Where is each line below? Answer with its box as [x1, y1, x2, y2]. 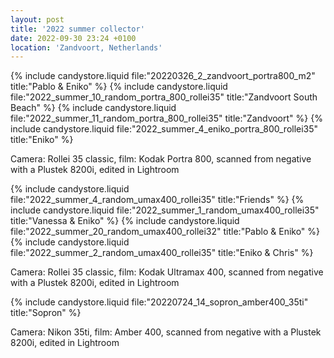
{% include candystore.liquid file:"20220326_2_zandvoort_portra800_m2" [10, 70, 316, 82]
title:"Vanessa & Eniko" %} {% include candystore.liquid [10, 215, 240, 227]
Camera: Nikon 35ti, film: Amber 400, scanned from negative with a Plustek [10, 326, 322, 338]
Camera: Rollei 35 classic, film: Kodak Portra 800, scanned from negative [10, 153, 312, 165]
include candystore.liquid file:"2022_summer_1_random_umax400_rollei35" [10, 204, 320, 216]
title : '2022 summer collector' [10, 24, 145, 34]
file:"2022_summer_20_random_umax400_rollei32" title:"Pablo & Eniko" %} [10, 226, 321, 238]
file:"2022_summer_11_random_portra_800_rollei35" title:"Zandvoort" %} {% [10, 112, 323, 125]
